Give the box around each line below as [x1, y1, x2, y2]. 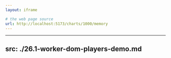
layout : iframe [5, 7, 38, 13]
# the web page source [5, 16, 53, 22]
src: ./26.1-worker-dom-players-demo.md [5, 44, 142, 53]
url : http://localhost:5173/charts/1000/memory [5, 21, 108, 26]
